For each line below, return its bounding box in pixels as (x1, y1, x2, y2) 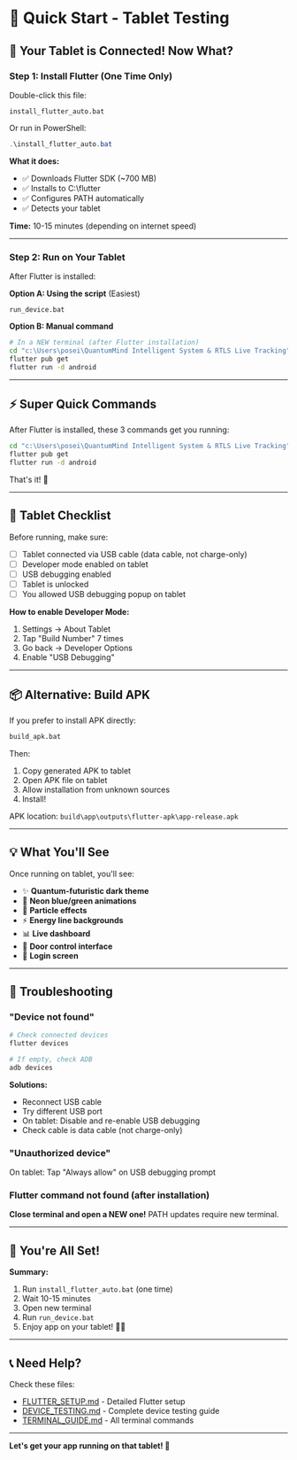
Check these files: (9, 1379, 75, 1390)
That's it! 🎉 (9, 474, 49, 485)
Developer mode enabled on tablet (21, 558, 148, 570)
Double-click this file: (9, 89, 87, 100)
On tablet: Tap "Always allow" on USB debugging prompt (9, 1167, 217, 1177)
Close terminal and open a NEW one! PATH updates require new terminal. (9, 1209, 279, 1220)
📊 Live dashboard (21, 928, 91, 938)
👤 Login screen (21, 950, 79, 960)
